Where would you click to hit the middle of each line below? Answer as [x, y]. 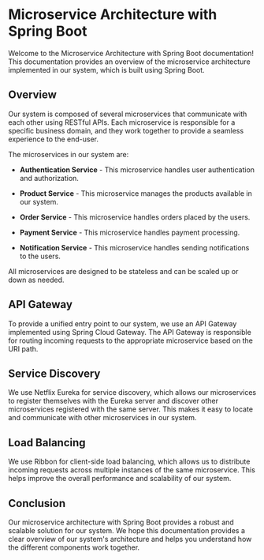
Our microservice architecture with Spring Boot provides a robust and [121, 522]
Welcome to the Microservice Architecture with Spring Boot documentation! [131, 53]
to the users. [40, 256]
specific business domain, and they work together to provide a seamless [126, 130]
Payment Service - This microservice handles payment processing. [130, 232]
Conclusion [37, 503]
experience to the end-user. [53, 139]
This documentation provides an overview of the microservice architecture [129, 62]
